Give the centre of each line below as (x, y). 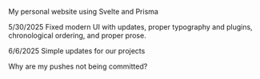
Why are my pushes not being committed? (78, 66)
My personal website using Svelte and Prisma (83, 12)
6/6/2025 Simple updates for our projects (77, 51)
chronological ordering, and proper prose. (77, 36)
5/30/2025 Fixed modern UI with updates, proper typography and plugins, (131, 27)
